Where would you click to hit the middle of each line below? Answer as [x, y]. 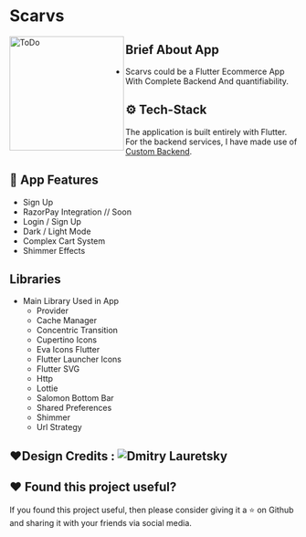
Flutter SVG [58, 369]
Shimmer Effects [54, 250]
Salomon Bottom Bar [75, 398]
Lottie [47, 388]
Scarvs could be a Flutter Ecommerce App [205, 71]
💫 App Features [54, 180]
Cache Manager [67, 321]
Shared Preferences [74, 408]
